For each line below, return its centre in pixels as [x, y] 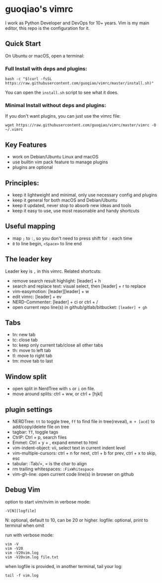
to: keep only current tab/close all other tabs [57, 345]
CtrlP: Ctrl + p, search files [39, 437]
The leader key [28, 259]
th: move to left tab [31, 351]
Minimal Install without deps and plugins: [56, 105]
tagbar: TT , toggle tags [35, 432]
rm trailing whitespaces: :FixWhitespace [53, 469]
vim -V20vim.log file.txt [32, 557]
